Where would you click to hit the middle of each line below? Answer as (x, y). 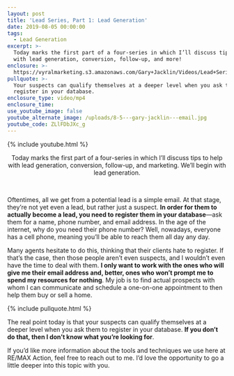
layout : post (26, 14)
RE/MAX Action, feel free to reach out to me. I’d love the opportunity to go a (116, 358)
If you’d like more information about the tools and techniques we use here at (116, 350)
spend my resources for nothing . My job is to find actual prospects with (111, 280)
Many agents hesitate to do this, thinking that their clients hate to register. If (116, 250)
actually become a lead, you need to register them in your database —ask (115, 215)
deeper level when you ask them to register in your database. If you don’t (112, 329)
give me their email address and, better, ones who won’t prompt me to (110, 273)
